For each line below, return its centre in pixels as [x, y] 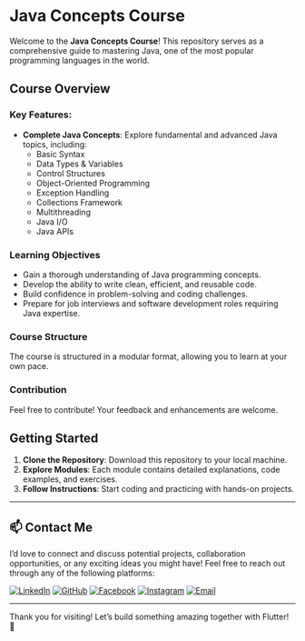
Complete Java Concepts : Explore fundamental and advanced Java [150, 135]
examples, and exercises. [70, 479]
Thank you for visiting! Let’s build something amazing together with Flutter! [149, 617]
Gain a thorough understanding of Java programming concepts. [142, 275]
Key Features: [41, 115]
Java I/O [52, 221]
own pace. [29, 366]
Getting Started [54, 438]
